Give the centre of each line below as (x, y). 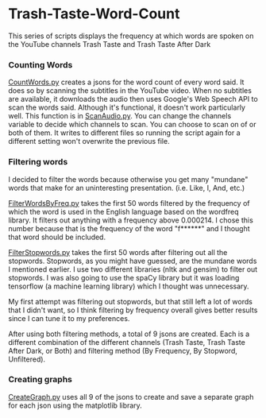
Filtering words (38, 162)
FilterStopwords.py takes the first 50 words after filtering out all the (118, 252)
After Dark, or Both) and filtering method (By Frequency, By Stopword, (123, 350)
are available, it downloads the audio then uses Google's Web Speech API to (133, 99)
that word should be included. (57, 237)
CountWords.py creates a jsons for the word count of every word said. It (126, 82)
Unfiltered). (27, 359)
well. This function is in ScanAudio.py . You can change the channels (120, 116)
